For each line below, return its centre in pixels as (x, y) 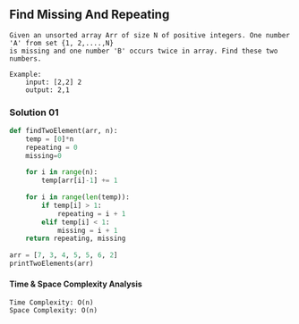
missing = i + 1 (87, 230)
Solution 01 (34, 112)
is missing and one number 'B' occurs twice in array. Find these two (144, 51)
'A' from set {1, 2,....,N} (62, 43)
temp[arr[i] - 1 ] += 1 (80, 181)
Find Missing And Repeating (90, 15)
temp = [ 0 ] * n (50, 139)
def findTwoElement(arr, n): (64, 131)
